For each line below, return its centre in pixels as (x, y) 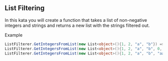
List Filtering (25, 8)
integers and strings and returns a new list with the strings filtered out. (77, 25)
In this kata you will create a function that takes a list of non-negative (76, 20)
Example (14, 35)
